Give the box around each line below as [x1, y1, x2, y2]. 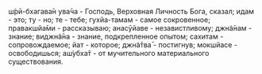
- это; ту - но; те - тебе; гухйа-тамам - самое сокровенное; [8, 15, 210, 24]
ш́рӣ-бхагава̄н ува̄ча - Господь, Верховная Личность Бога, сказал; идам [8, 7, 255, 16]
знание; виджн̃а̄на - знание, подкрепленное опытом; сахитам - [8, 31, 224, 41]
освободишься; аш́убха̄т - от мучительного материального [8, 49, 210, 57]
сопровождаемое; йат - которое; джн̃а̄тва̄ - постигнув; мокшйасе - [8, 40, 238, 50]
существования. [8, 57, 64, 66]
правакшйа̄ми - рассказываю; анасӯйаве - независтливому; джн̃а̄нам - [8, 24, 252, 32]
